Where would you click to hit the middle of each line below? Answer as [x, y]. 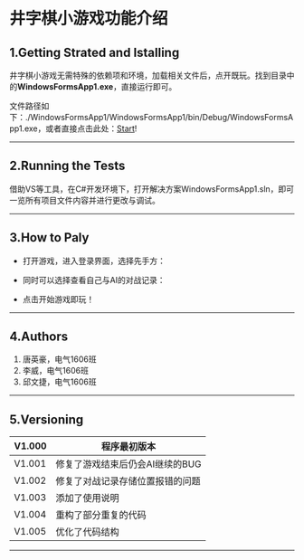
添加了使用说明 [87, 498]
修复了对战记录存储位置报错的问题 [128, 481]
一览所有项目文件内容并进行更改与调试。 [85, 200]
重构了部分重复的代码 [101, 515]
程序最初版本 [128, 447]
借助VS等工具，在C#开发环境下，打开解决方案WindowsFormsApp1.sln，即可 [152, 189]
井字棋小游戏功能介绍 [89, 19]
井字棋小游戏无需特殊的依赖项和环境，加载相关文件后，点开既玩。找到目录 [148, 75]
